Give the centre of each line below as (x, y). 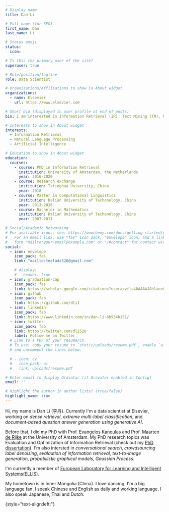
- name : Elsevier (28, 98)
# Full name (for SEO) (29, 24)
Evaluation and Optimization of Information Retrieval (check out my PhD (79, 442)
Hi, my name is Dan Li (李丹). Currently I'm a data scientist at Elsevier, (77, 411)
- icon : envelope (28, 251)
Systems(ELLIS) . (22, 474)
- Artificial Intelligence (38, 144)
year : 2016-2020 (35, 177)
